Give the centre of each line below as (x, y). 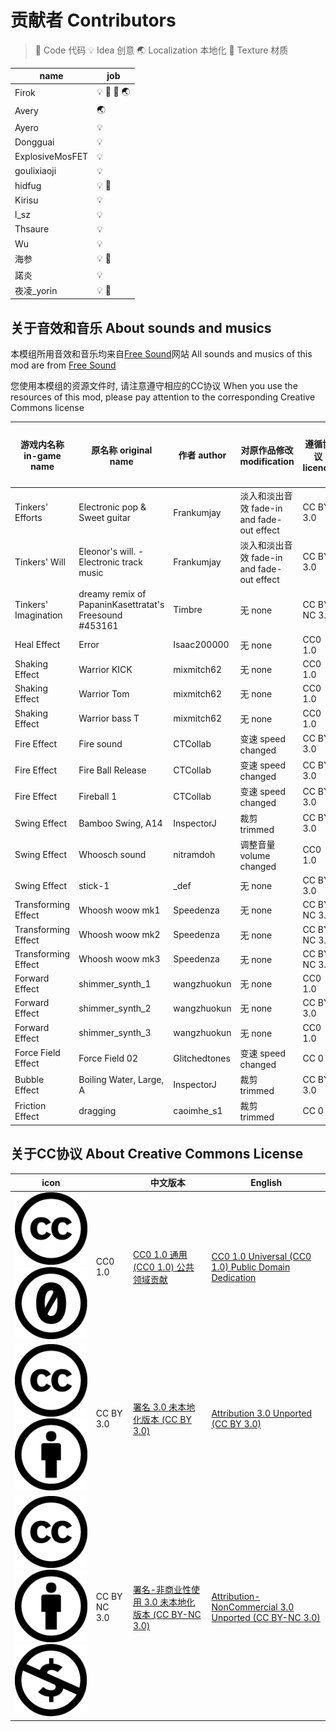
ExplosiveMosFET (51, 157)
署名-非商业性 (162, 1590)
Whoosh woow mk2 (119, 934)
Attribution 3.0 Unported (262, 1413)
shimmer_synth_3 (115, 1032)
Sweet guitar (105, 517)
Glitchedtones (202, 1058)
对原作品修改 (267, 450)
